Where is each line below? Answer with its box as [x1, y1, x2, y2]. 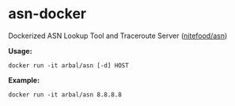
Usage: [8, 46, 33, 55]
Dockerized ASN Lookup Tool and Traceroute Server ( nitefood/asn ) [8, 31, 228, 40]
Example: [8, 75, 40, 85]
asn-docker [8, 5, 87, 23]
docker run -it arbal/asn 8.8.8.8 [8, 90, 123, 99]
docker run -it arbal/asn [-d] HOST [8, 61, 129, 70]
